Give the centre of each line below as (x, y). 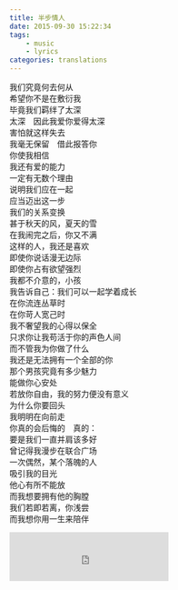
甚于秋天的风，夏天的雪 (53, 223)
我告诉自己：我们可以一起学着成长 (73, 291)
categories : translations (58, 60)
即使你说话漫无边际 (45, 257)
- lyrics (42, 52)
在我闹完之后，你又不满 (53, 235)
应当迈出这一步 (37, 200)
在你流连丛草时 (37, 303)
